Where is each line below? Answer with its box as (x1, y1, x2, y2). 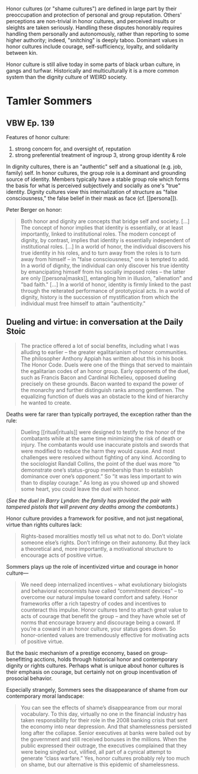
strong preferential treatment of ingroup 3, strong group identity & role (14, 152, 187, 158)
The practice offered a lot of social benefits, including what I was (20, 342, 180, 349)
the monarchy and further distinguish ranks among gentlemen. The (20, 386, 185, 393)
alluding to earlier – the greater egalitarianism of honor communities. (20, 348, 188, 356)
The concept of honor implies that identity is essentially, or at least (20, 224, 184, 231)
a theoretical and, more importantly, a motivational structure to (20, 545, 174, 552)
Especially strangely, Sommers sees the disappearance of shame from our (6, 686, 189, 693)
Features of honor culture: (6, 134, 70, 140)
